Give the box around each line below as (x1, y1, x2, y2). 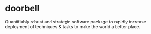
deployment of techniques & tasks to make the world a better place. (5, 23, 141, 29)
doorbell (5, 3, 40, 14)
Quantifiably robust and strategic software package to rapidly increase (5, 19, 147, 24)
